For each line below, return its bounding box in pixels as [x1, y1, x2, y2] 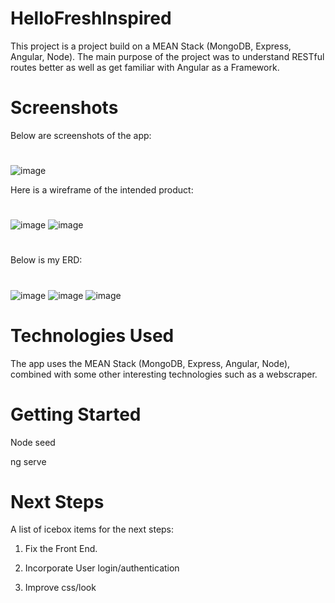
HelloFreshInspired [10, 7, 172, 30]
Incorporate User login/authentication [24, 562, 180, 574]
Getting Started [10, 403, 142, 426]
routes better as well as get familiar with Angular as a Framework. [10, 61, 280, 73]
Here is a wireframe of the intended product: [10, 184, 194, 196]
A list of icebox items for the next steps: [10, 523, 175, 536]
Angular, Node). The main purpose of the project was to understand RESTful [10, 50, 325, 62]
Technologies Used [10, 324, 175, 347]
